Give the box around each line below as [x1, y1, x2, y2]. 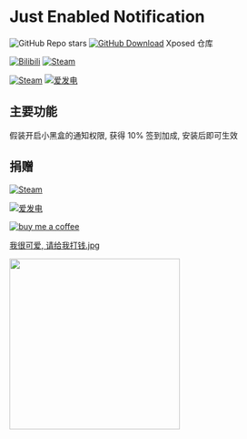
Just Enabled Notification [9, 6, 206, 27]
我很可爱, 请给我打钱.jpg [9, 240, 100, 250]
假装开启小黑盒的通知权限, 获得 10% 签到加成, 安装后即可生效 [9, 129, 239, 140]
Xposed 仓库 [165, 37, 213, 48]
